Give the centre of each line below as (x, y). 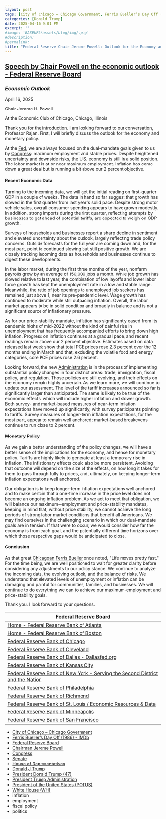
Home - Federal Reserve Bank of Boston (55, 633)
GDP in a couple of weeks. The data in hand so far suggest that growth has (82, 197)
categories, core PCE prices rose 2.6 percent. (52, 357)
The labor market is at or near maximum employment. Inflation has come (79, 164)
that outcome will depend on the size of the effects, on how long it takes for (82, 468)
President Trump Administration (45, 779)
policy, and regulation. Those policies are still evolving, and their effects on (81, 378)
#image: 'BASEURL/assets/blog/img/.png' (47, 33)
